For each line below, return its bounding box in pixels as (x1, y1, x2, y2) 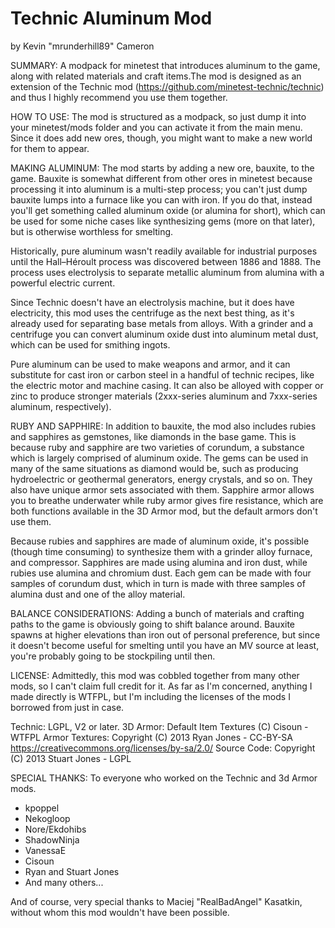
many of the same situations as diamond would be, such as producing (10, 462, 299, 474)
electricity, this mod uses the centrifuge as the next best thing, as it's (10, 307, 295, 319)
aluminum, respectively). (10, 400, 112, 412)
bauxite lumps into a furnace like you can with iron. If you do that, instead (10, 193, 313, 206)
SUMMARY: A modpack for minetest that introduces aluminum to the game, (10, 59, 321, 71)
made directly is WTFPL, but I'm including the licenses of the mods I (10, 690, 291, 702)
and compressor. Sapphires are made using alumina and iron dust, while (10, 556, 308, 568)
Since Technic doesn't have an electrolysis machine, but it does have (10, 296, 295, 308)
